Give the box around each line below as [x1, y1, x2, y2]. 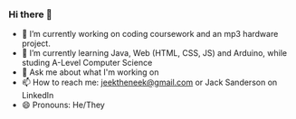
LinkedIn [21, 90, 54, 101]
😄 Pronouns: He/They [21, 99, 105, 111]
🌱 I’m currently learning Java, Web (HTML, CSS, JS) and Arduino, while [21, 48, 288, 59]
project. [21, 38, 51, 49]
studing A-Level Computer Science [21, 58, 153, 69]
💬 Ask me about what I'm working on [21, 67, 159, 78]
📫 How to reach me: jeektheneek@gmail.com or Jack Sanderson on [21, 77, 278, 88]
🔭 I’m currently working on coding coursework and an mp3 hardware [21, 29, 279, 40]
